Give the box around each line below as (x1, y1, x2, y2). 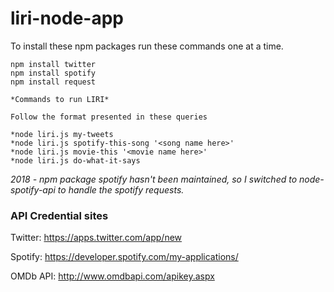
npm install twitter (10, 59, 97, 69)
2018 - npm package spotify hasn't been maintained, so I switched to (10, 173, 298, 185)
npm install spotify (10, 68, 97, 78)
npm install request (10, 77, 97, 87)
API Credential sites (10, 208, 109, 222)
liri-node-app (10, 7, 124, 30)
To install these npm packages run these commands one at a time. (10, 40, 284, 52)
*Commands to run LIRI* (10, 94, 110, 104)
